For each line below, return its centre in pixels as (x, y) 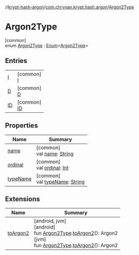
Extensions (23, 199)
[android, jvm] (50, 221)
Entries (16, 61)
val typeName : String (60, 182)
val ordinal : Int (53, 168)
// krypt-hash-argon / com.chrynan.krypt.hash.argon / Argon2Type (69, 7)
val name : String (55, 153)
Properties (22, 126)
